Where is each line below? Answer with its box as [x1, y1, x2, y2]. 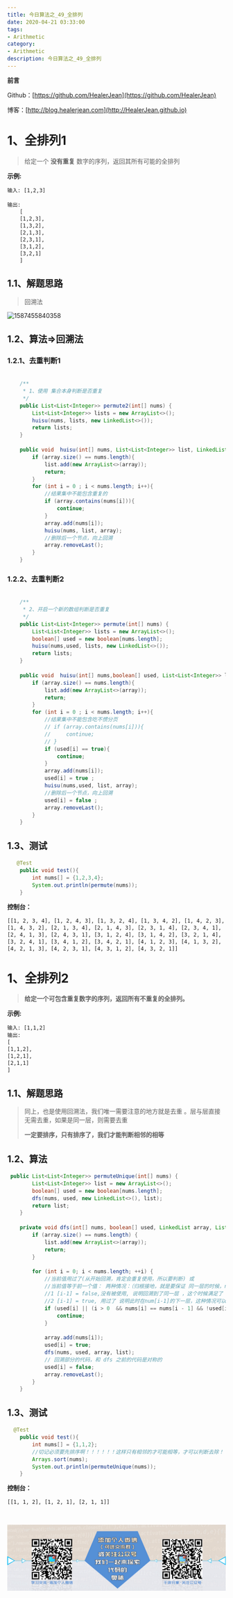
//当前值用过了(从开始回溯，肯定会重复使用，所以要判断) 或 [44, 1276, 194, 1283]
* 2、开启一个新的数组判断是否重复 [22, 606, 110, 613]
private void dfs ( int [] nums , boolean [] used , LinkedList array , [19, 1224, 213, 1231]
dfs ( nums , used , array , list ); [44, 1349, 135, 1356]
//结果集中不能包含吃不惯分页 [44, 716, 118, 723]
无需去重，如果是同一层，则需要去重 [24, 1116, 128, 1124]
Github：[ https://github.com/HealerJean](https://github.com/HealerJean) [7, 90, 216, 99]
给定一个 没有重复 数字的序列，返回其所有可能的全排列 [24, 157, 180, 165]
